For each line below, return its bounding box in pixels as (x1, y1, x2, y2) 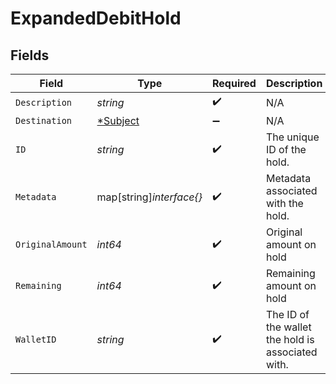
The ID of (265, 308, 310, 321)
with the (265, 197, 304, 210)
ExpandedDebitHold (10, 7, 182, 30)
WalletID (15, 334, 57, 345)
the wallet (265, 320, 312, 334)
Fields (10, 47, 50, 64)
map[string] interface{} (96, 190, 203, 204)
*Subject (96, 114, 140, 127)
